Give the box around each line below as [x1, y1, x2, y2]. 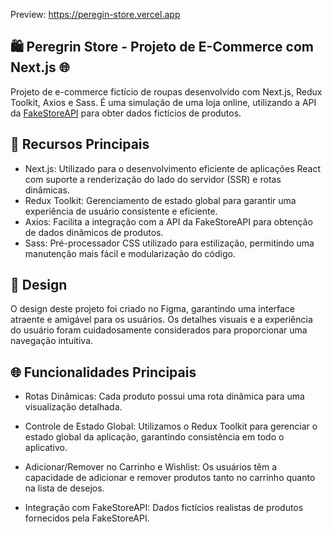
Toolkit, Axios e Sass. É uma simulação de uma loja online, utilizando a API [10, 96, 317, 108]
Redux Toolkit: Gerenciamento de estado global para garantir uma [24, 194, 297, 206]
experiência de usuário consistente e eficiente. [24, 205, 218, 217]
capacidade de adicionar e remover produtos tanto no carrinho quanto [24, 472, 316, 484]
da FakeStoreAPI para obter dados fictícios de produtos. [10, 107, 242, 119]
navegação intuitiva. [10, 335, 94, 347]
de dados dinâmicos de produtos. [24, 226, 164, 238]
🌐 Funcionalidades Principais [10, 364, 197, 381]
